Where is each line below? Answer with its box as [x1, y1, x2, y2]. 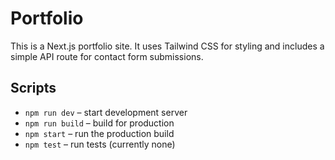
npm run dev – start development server [24, 106, 188, 118]
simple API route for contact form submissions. [10, 50, 204, 62]
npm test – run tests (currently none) [24, 138, 176, 150]
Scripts [10, 80, 57, 97]
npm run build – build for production [24, 117, 175, 129]
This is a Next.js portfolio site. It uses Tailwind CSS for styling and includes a [10, 40, 325, 52]
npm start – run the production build [24, 127, 175, 139]
